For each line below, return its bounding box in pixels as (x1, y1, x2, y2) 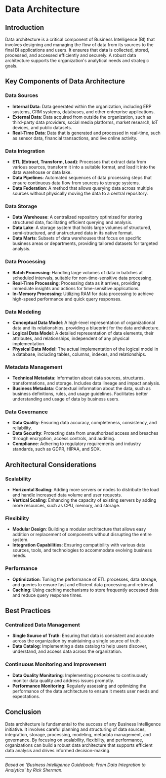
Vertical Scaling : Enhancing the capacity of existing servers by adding (12, 497, 157, 503)
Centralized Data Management (5, 622, 80, 628)
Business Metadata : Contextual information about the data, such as (12, 386, 151, 391)
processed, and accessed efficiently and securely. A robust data (5, 52, 136, 58)
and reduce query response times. (12, 592, 83, 598)
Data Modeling (5, 308, 41, 315)
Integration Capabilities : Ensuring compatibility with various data (12, 542, 146, 548)
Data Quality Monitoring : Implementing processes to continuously (12, 672, 148, 678)
